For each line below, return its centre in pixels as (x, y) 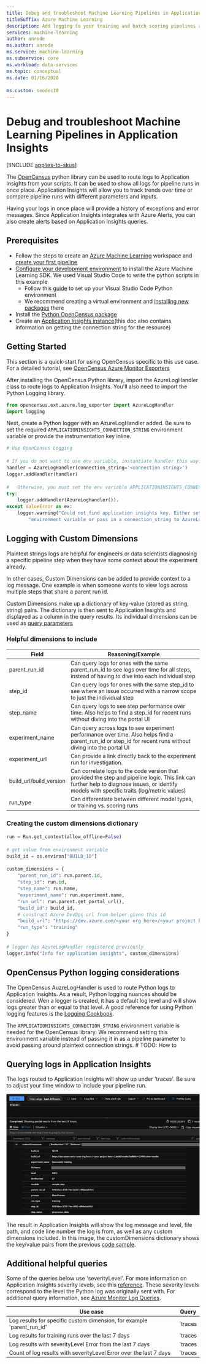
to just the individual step (102, 698)
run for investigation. (96, 762)
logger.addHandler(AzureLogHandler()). (68, 500)
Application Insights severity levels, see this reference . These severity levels (103, 1285)
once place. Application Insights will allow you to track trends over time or (100, 190)
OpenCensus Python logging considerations (93, 973)
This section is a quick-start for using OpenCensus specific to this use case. (103, 361)
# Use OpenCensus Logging (39, 449)
